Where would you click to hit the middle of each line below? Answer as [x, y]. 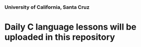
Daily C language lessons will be [70, 27]
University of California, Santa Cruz [47, 7]
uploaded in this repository [60, 37]
